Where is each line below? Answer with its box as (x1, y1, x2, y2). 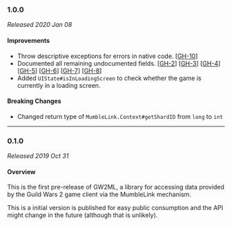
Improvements (7, 36, 50, 44)
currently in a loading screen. (17, 81, 101, 89)
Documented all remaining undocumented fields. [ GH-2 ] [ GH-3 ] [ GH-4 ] (17, 59, 221, 67)
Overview (7, 167, 36, 176)
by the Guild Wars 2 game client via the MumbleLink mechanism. (7, 190, 192, 198)
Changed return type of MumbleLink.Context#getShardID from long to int (17, 112, 223, 120)
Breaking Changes (7, 97, 61, 105)
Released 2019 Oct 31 (7, 152, 69, 160)
